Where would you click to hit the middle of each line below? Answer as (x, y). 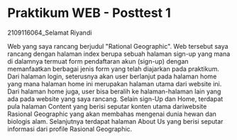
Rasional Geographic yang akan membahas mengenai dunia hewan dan (112, 114)
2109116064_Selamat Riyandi (50, 33)
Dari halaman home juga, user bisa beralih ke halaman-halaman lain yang (114, 91)
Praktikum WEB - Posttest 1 (89, 13)
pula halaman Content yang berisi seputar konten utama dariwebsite (107, 106)
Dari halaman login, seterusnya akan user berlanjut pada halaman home (112, 76)
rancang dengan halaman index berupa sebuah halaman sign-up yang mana (119, 54)
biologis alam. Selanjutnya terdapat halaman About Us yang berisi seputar (115, 121)
